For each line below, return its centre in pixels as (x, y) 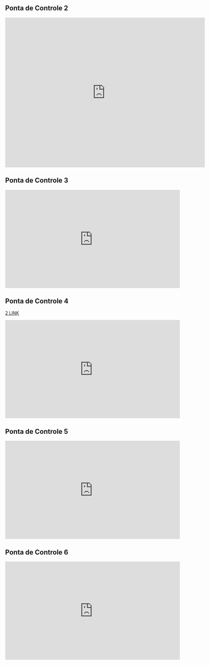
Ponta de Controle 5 (37, 431)
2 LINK (12, 313)
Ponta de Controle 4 (37, 301)
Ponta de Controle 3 (37, 180)
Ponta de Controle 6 (37, 552)
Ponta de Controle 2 (37, 8)
